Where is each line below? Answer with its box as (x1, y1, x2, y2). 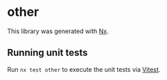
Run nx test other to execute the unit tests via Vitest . (7, 65, 161, 73)
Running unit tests (7, 47, 88, 59)
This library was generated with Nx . (7, 27, 109, 35)
